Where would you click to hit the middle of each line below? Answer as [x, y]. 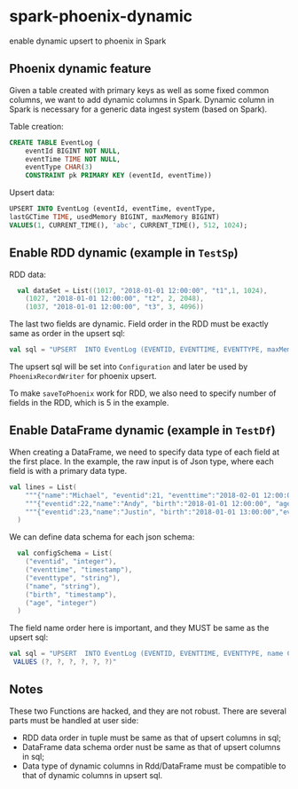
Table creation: [36, 126]
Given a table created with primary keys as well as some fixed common [139, 90]
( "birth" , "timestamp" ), [71, 595]
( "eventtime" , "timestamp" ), [79, 570]
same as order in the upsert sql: [67, 334]
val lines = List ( [43, 487]
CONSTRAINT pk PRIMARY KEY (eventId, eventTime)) [119, 176]
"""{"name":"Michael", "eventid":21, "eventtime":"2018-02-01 [142, 495]
